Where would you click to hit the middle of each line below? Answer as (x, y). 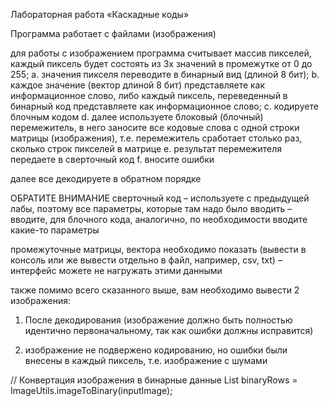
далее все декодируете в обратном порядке (106, 178)
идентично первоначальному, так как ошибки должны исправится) (169, 330)
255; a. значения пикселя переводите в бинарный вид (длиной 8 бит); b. (165, 74)
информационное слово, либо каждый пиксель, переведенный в (149, 95)
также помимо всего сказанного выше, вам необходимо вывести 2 (155, 290)
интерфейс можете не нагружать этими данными (116, 270)
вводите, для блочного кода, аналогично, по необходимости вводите (159, 219)
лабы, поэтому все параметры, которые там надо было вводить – (151, 208)
